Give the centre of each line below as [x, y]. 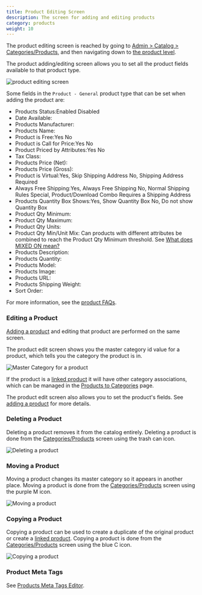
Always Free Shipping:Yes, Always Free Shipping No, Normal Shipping [102, 188]
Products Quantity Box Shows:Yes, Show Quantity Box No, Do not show [104, 201]
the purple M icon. [29, 492]
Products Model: [35, 265]
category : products [31, 23]
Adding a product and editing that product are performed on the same [93, 331]
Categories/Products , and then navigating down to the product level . [91, 52]
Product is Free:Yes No [43, 137]
